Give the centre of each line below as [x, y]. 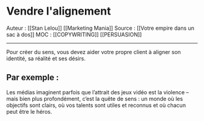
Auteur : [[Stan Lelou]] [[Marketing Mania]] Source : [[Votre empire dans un [100, 28]
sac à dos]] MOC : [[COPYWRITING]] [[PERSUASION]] [74, 34]
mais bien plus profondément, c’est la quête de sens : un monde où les [95, 99]
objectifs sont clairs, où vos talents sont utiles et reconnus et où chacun [96, 105]
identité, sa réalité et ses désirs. [46, 58]
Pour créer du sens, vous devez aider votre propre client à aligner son [93, 52]
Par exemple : [33, 78]
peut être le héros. [29, 111]
